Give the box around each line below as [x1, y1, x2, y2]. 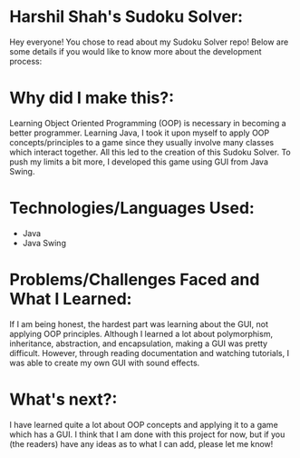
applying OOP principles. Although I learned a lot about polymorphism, [9, 328, 274, 339]
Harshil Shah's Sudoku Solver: [9, 6, 243, 27]
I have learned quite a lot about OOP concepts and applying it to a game [9, 419, 278, 430]
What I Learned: [9, 289, 132, 309]
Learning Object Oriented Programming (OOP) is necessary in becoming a [9, 117, 287, 128]
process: [9, 55, 43, 66]
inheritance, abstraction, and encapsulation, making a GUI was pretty [9, 338, 268, 349]
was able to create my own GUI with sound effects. [9, 357, 200, 368]
